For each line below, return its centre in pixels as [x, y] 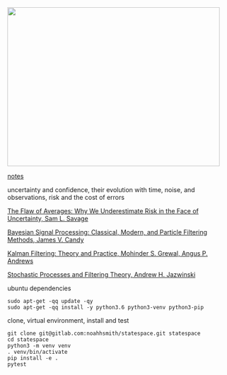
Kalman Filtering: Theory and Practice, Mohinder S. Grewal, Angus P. [108, 253]
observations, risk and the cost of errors [66, 197]
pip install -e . [33, 358]
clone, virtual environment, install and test [68, 320]
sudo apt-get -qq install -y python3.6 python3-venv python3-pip [105, 307]
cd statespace [28, 340]
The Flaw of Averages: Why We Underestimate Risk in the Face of [103, 211]
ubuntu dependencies [39, 288]
